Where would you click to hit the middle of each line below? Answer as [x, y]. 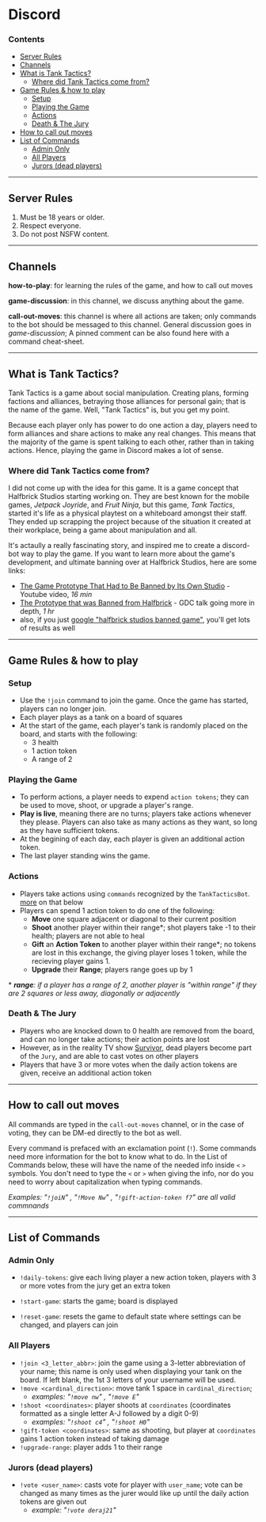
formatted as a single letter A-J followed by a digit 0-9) [109, 1413]
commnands [29, 1205]
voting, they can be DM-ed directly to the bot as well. [95, 1132]
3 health [45, 742]
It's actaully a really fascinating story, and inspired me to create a [114, 546]
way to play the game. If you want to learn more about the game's [128, 554]
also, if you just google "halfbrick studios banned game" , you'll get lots [135, 620]
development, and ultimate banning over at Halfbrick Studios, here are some [133, 562]
